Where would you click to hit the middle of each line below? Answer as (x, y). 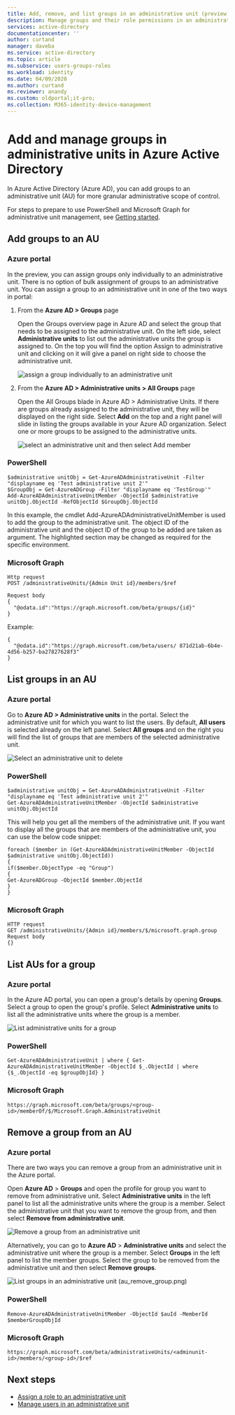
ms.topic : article (34, 59)
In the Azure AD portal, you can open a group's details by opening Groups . (115, 1000)
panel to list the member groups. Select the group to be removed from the (114, 1260)
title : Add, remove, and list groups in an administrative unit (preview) (119, 14)
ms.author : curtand (36, 85)
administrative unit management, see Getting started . (84, 217)
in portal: (20, 296)
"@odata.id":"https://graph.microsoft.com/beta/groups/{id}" (105, 608)
